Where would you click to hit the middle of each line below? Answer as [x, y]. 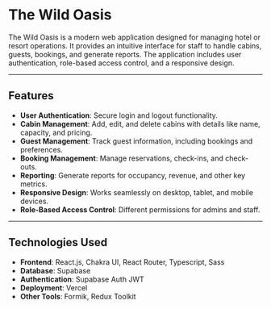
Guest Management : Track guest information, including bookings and [136, 141]
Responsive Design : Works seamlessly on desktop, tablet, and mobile [137, 192]
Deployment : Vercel [54, 287]
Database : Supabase [55, 270]
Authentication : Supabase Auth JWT [82, 279]
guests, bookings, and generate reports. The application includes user [125, 54]
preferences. [41, 149]
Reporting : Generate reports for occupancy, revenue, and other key [133, 175]
